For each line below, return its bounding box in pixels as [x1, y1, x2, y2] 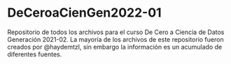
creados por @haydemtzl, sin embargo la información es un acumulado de [7, 42, 223, 51]
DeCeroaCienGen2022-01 [7, 5, 162, 21]
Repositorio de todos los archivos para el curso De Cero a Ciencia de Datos [7, 28, 225, 36]
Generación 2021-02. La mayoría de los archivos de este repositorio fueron [7, 35, 224, 43]
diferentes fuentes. [7, 50, 62, 58]
